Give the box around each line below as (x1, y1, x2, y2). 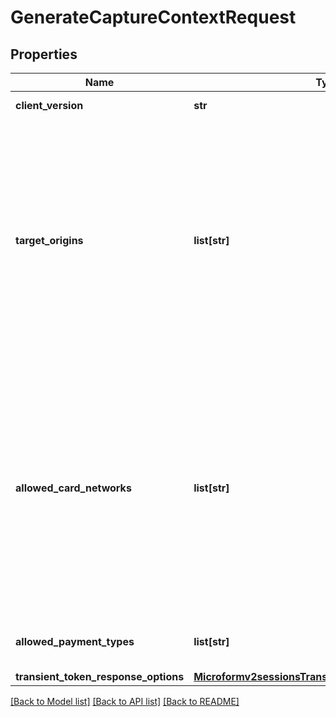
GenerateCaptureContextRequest (10, 6, 297, 29)
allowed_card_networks (15, 481, 132, 495)
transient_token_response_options (15, 670, 185, 683)
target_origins (15, 234, 84, 247)
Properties (10, 46, 78, 63)
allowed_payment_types (15, 635, 135, 648)
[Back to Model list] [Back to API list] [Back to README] (10, 696, 240, 707)
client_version (15, 99, 84, 112)
